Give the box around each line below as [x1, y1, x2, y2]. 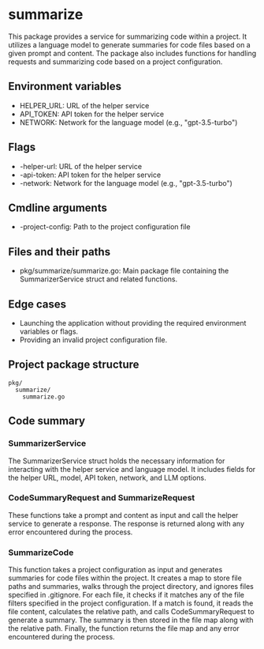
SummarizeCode [8, 547, 74, 558]
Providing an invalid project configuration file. [19, 335, 168, 345]
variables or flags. [19, 326, 79, 336]
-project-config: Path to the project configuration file [19, 222, 191, 232]
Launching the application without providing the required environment [19, 319, 247, 327]
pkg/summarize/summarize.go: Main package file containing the [19, 266, 229, 276]
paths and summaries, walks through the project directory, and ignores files [8, 582, 254, 591]
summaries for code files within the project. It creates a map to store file [8, 573, 242, 583]
